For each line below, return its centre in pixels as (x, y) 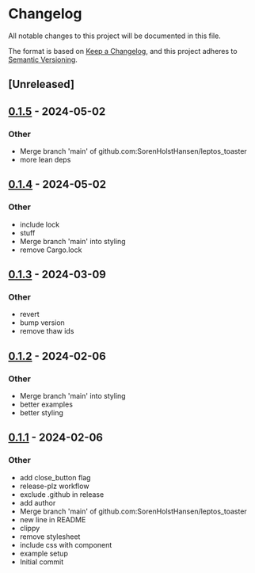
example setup (44, 553)
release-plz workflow (54, 486)
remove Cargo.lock (51, 250)
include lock (40, 224)
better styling (41, 413)
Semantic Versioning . (43, 59)
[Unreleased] (42, 84)
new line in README (53, 519)
